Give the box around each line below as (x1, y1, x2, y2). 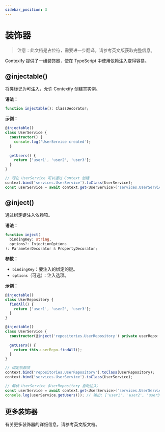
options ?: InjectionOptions (9, 242, 67, 247)
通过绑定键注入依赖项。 (5, 212, 53, 218)
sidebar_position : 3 (5, 7, 48, 12)
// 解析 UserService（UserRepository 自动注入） (5, 383, 101, 388)
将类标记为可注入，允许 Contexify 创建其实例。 (5, 86, 101, 92)
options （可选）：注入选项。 (12, 272, 69, 278)
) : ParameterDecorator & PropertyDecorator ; (5, 246, 98, 251)
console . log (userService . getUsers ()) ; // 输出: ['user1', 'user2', (5, 393, 145, 398)
